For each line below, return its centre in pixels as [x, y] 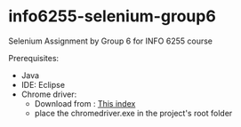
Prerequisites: [34, 58]
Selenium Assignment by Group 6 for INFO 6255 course [110, 41]
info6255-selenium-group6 [112, 16]
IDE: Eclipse [43, 84]
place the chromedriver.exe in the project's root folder [133, 113]
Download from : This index [85, 103]
